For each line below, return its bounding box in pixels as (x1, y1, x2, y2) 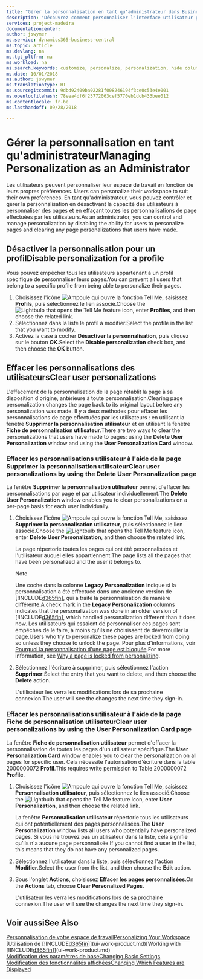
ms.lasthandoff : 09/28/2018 (6, 104, 77, 111)
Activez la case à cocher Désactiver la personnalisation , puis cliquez (14, 332, 189, 340)
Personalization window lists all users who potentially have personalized (14, 826, 197, 834)
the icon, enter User (14, 795, 172, 803)
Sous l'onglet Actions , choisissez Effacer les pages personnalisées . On (14, 876, 194, 883)
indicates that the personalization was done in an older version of (14, 607, 178, 615)
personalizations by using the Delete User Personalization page (6, 470, 197, 478)
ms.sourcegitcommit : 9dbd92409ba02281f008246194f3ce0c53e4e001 (6, 88, 169, 94)
